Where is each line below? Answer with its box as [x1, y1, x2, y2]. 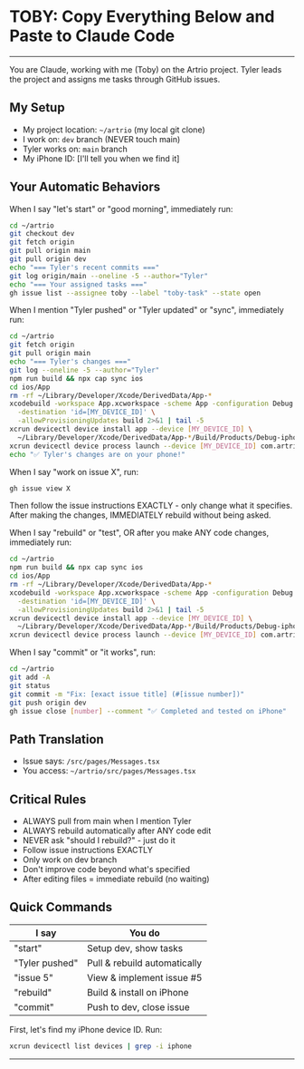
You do [128, 927, 160, 939]
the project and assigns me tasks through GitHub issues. [9, 73, 221, 84]
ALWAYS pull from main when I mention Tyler [22, 816, 192, 827]
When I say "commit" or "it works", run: [9, 646, 157, 658]
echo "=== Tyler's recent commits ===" [9, 263, 160, 272]
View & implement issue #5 [87, 971, 203, 984]
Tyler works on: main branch [22, 143, 128, 154]
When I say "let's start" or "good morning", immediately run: [9, 203, 233, 214]
